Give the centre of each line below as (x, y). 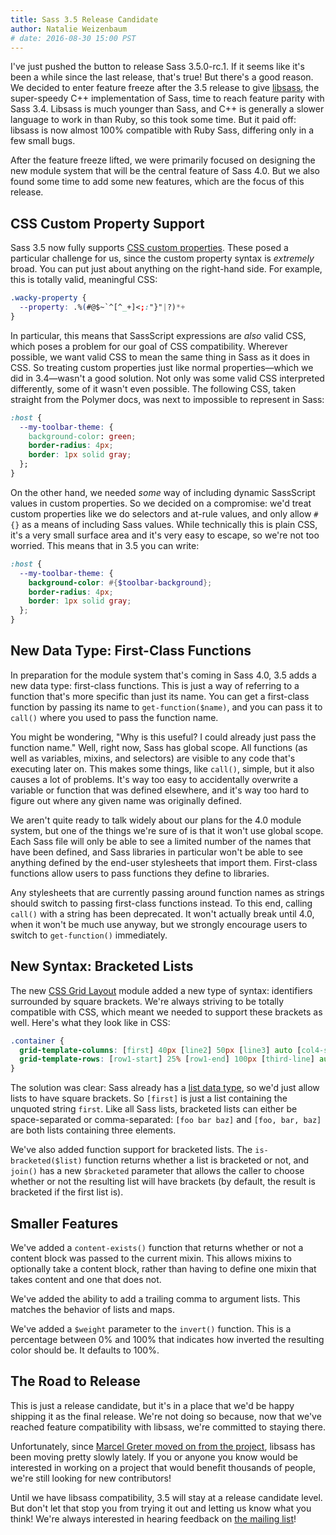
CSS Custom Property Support (107, 223)
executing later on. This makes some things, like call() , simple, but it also (162, 768)
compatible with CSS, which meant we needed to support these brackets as (166, 1012)
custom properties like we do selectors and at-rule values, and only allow (161, 513)
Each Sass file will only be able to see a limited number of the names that (161, 841)
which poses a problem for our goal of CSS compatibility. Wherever (149, 346)
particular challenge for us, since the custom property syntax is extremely (162, 258)
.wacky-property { (48, 298)
